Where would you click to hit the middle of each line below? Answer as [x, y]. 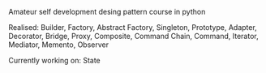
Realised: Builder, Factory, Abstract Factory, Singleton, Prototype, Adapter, [133, 27]
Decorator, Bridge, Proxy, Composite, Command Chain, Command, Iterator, [133, 36]
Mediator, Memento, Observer [59, 45]
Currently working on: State [55, 60]
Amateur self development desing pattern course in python [107, 12]
